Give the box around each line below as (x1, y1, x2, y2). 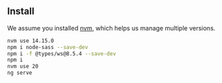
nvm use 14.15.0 (7, 37, 54, 44)
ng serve (7, 69, 33, 77)
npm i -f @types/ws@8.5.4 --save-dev (7, 50, 117, 57)
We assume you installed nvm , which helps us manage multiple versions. (7, 24, 216, 32)
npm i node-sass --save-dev (7, 44, 89, 50)
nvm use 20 (7, 63, 39, 70)
